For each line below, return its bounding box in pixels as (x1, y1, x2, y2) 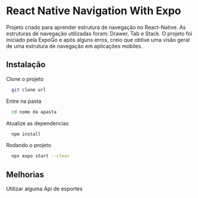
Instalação (6, 60, 46, 70)
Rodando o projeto (6, 142, 51, 149)
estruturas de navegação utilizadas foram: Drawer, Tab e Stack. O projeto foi (6, 30, 193, 37)
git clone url (11, 87, 46, 93)
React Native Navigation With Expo (6, 4, 181, 18)
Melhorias (6, 170, 44, 180)
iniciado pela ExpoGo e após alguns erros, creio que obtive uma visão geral (6, 36, 190, 43)
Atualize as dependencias (6, 119, 69, 126)
